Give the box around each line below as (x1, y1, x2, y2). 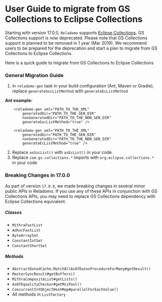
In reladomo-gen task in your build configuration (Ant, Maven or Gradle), (12, 83, 154, 89)
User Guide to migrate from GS (5, 3, 131, 15)
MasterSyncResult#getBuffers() (12, 272, 75, 277)
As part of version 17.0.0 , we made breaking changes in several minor (5, 183, 146, 189)
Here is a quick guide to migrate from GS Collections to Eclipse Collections (5, 60, 154, 66)
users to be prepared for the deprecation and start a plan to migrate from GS (5, 45, 158, 51)
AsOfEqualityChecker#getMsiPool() (12, 282, 82, 287)
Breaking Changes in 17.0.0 (5, 172, 70, 179)
